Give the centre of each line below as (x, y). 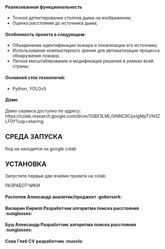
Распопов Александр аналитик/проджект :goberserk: (64, 197)
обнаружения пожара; (36, 56)
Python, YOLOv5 (29, 88)
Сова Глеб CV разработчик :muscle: (44, 241)
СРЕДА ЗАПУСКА (34, 137)
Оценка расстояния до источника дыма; (55, 23)
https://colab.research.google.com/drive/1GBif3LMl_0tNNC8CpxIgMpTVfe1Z (83, 116)
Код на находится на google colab (41, 148)
